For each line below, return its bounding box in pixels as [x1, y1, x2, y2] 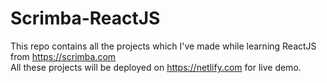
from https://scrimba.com [10, 50, 117, 62]
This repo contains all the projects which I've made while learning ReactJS [10, 40, 317, 52]
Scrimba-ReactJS [10, 7, 161, 30]
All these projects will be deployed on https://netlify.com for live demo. [10, 61, 302, 73]
